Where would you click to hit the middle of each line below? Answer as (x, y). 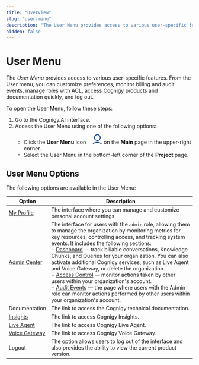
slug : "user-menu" (29, 19)
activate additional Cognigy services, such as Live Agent (120, 262)
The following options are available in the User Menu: (71, 188)
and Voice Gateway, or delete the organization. (108, 268)
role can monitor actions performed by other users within (121, 294)
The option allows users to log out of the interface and (117, 341)
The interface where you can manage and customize (115, 210)
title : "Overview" (29, 12)
